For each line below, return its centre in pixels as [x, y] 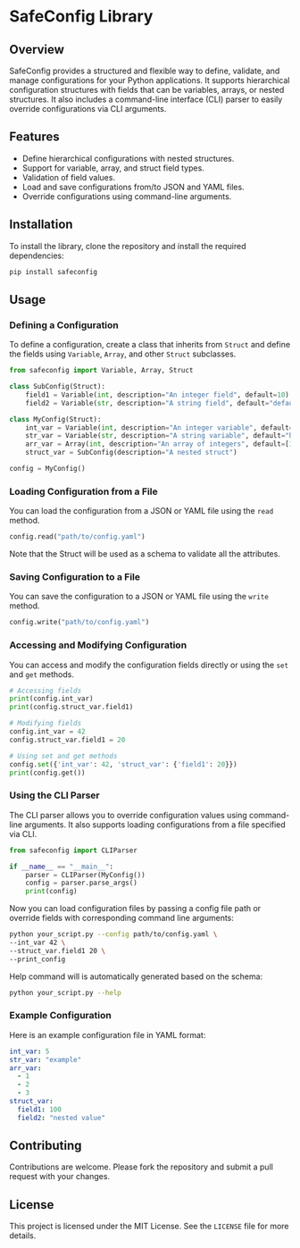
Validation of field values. [69, 177]
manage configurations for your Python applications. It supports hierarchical [150, 80]
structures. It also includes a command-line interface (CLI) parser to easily [146, 99]
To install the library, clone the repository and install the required [128, 246]
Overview [37, 50]
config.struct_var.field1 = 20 [67, 740]
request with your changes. [59, 1177]
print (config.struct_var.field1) [71, 708]
